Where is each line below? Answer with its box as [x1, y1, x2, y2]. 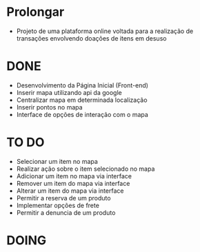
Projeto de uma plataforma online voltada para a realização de [16, 27, 194, 35]
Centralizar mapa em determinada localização [16, 96, 148, 104]
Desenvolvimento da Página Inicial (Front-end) [16, 81, 149, 90]
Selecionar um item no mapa [16, 157, 98, 165]
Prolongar [6, 4, 65, 20]
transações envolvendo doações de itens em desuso [16, 34, 167, 42]
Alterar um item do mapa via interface [16, 187, 125, 195]
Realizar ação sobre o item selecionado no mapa [16, 165, 155, 173]
